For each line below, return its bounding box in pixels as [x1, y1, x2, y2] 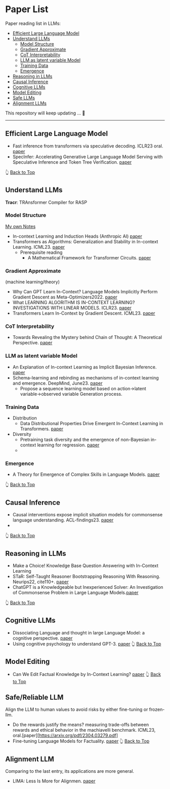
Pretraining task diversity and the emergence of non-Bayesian [20, 437, 150, 443]
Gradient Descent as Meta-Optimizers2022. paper [12, 294, 118, 300]
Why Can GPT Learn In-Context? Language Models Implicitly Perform [12, 289, 158, 295]
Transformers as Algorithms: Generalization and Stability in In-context [12, 238, 158, 244]
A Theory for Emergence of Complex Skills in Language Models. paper [12, 471, 160, 477]
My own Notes [5, 223, 36, 229]
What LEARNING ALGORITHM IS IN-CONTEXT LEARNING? [12, 299, 135, 306]
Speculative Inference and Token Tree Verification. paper [12, 159, 132, 165]
